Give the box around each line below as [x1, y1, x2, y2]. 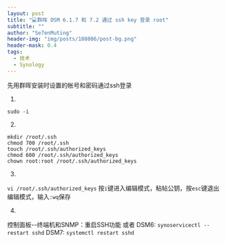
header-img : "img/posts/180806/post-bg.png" [7, 36, 137, 43]
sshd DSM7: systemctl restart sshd [32, 228, 134, 236]
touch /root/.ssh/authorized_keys [7, 145, 107, 152]
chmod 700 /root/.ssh [7, 139, 70, 147]
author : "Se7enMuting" [7, 29, 72, 36]
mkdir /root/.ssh [7, 134, 57, 140]
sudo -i [7, 108, 30, 115]
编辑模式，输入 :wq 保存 [7, 192, 71, 200]
